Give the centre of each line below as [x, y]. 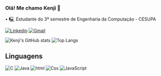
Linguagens [24, 56]
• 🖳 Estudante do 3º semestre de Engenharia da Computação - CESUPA [80, 19]
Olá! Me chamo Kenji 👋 [33, 8]
